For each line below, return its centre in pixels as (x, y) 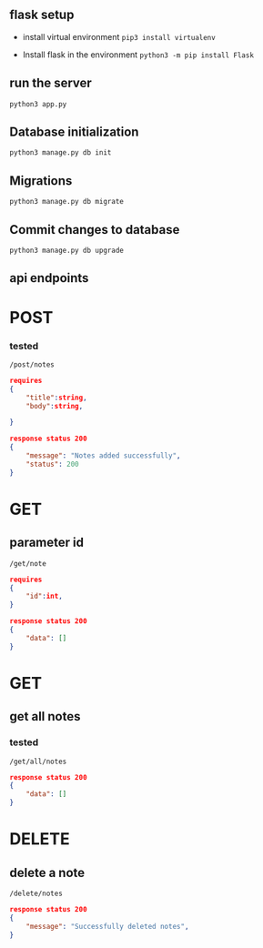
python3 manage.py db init (61, 153)
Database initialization (74, 132)
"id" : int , (45, 596)
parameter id (47, 543)
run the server (51, 83)
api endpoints (49, 278)
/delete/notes (36, 894)
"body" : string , (55, 406)
